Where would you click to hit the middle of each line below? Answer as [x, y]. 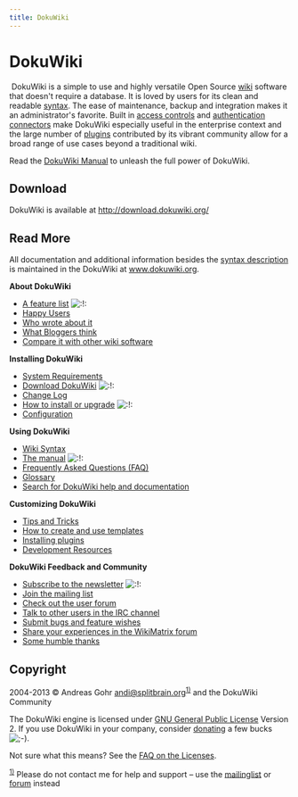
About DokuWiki [40, 286]
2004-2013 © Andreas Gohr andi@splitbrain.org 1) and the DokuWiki [133, 691]
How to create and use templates [83, 531]
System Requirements [62, 377]
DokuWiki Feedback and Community [78, 567]
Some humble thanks [61, 641]
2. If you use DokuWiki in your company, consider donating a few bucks [141, 728]
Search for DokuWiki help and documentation [105, 486]
